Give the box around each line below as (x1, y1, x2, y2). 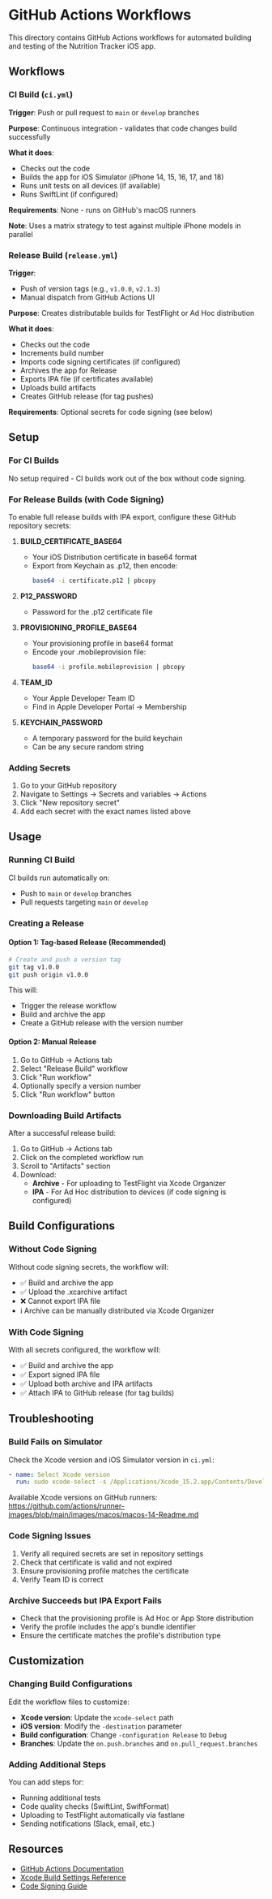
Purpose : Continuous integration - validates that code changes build (8, 123, 237, 133)
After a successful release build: (8, 1128, 116, 1137)
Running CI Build (8, 854, 75, 865)
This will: (8, 985, 38, 995)
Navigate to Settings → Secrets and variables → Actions (19, 789, 207, 799)
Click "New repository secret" (19, 797, 120, 807)
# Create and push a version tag (8, 956, 121, 964)
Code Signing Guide (19, 1881, 87, 1891)
